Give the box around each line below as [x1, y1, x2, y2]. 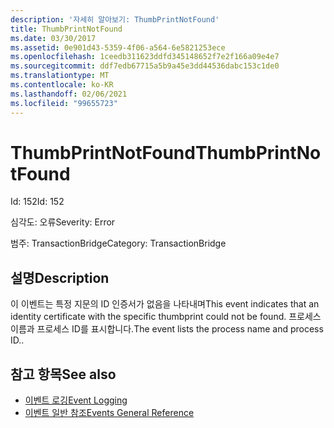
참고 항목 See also [10, 366, 117, 383]
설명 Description [10, 269, 110, 286]
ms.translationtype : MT [10, 71, 110, 81]
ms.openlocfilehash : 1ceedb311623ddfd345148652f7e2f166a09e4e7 [10, 52, 280, 62]
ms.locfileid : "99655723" [10, 98, 118, 108]
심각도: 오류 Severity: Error [10, 216, 116, 228]
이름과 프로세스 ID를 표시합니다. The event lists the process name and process [10, 323, 324, 335]
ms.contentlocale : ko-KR [10, 80, 114, 90]
